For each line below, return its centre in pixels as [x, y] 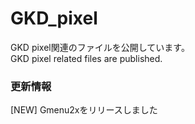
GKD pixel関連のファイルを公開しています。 [100, 47]
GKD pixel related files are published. [86, 58]
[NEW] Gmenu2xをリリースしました [84, 110]
